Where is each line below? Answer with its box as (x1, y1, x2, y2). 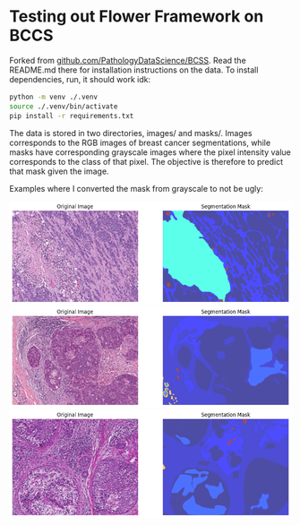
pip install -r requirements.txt (9, 111, 134, 120)
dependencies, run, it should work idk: (9, 73, 150, 84)
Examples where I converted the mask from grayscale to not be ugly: (9, 183, 264, 194)
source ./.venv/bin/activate (9, 101, 118, 111)
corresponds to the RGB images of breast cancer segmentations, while (9, 137, 271, 148)
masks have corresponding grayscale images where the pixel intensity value (9, 146, 291, 158)
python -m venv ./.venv (9, 92, 99, 101)
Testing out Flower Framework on (9, 6, 264, 27)
